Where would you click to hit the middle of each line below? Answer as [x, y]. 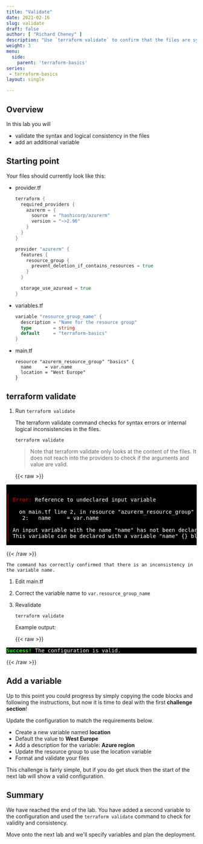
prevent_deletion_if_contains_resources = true [92, 266]
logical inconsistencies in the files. [58, 429]
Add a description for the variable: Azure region [75, 745]
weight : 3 [19, 46]
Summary [25, 795]
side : [19, 57]
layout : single [25, 79]
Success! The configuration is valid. [64, 650]
